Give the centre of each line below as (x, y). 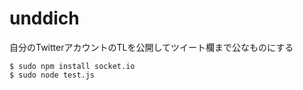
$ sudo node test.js (52, 75)
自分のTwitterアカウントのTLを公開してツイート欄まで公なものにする (151, 47)
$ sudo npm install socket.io (72, 66)
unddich (44, 18)
